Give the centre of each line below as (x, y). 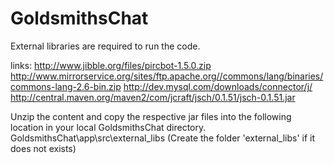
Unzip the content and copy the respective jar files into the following (151, 116)
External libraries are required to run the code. (105, 46)
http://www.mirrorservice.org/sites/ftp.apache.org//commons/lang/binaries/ (167, 76)
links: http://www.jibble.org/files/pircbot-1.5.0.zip (111, 65)
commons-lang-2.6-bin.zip (66, 86)
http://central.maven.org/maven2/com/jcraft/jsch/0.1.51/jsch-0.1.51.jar (153, 97)
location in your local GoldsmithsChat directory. (108, 127)
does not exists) (43, 148)
